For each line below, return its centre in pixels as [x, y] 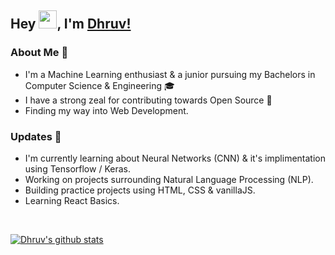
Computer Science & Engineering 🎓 [99, 85]
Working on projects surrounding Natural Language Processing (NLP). [169, 179]
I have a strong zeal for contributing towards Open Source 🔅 [148, 100]
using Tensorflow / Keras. [77, 168]
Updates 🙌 [36, 136]
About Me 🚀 [39, 53]
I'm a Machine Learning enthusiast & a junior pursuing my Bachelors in [170, 74]
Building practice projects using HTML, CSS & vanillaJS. [140, 190]
